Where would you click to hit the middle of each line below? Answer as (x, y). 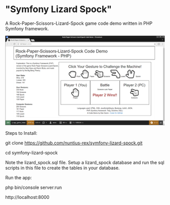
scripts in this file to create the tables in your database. (62, 168)
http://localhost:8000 (27, 197)
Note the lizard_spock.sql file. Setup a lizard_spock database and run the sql (85, 162)
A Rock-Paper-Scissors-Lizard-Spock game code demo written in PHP (79, 23)
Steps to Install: (22, 133)
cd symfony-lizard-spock (32, 152)
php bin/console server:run (34, 187)
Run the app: (18, 177)
